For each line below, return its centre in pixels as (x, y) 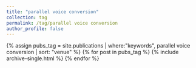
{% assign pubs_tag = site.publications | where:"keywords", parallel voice (98, 46)
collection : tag (27, 17)
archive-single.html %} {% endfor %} (53, 58)
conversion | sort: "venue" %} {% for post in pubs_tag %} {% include (93, 52)
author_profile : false (35, 29)
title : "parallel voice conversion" (52, 12)
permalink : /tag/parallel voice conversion (62, 23)
